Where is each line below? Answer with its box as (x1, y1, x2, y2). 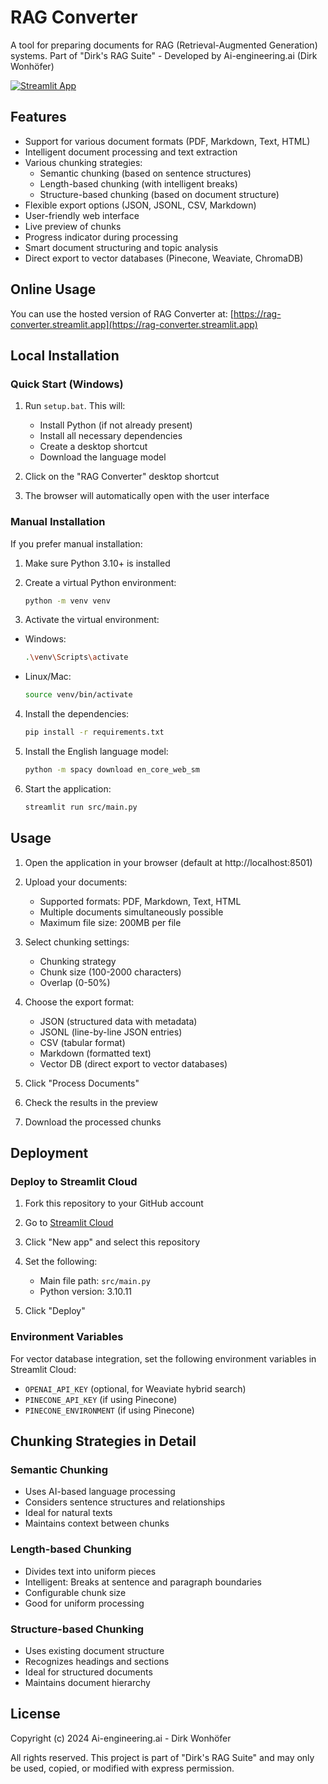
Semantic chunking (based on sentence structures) (39, 167, 252, 179)
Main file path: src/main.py (39, 1275, 151, 1287)
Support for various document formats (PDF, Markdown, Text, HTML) (24, 135, 311, 147)
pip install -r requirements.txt (24, 727, 165, 738)
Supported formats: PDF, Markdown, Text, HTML (39, 895, 242, 907)
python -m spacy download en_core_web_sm (24, 765, 201, 775)
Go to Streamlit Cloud (24, 1217, 114, 1229)
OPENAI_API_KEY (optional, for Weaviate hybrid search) (24, 1382, 247, 1395)
